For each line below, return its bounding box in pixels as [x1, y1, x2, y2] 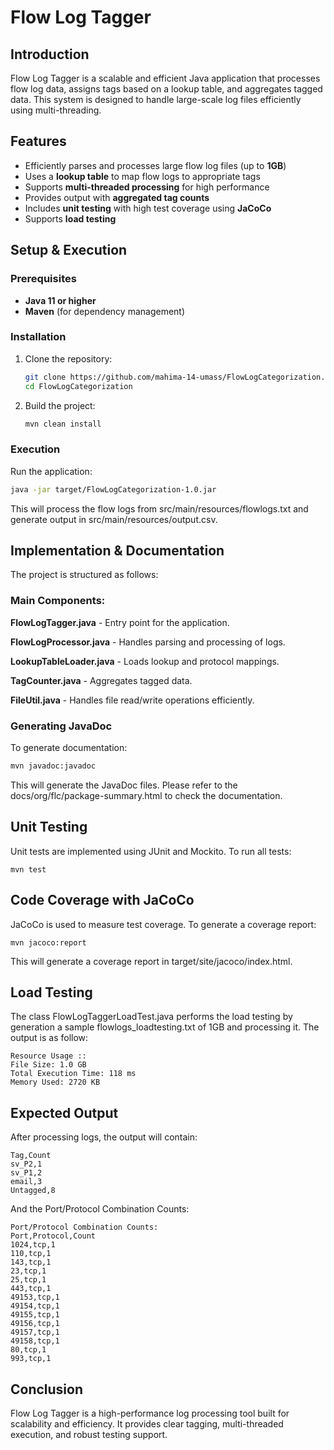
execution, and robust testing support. [10, 1428, 168, 1440]
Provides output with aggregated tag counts [24, 191, 210, 203]
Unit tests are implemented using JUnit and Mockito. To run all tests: [10, 845, 292, 857]
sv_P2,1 [10, 1159, 43, 1170]
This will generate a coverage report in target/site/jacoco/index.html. [10, 955, 293, 967]
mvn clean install [24, 419, 102, 429]
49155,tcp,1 [10, 1310, 60, 1320]
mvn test [10, 864, 47, 875]
